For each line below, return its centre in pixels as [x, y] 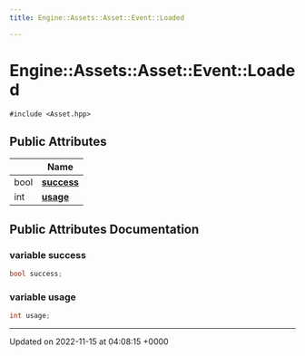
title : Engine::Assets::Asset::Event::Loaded [97, 18]
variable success [48, 255]
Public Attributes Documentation [104, 229]
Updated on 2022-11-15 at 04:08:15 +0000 [89, 342]
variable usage [43, 297]
